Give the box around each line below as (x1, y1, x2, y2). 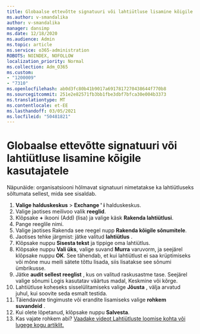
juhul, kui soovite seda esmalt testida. (15, 290, 107, 297)
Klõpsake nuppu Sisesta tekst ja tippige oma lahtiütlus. (15, 240, 151, 247)
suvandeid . (15, 303, 46, 310)
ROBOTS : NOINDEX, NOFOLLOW (7, 53, 74, 59)
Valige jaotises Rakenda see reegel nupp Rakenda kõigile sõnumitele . (15, 227, 187, 234)
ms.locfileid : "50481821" (7, 113, 71, 119)
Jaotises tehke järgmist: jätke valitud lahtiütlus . (15, 233, 133, 240)
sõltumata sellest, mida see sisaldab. (7, 190, 97, 198)
